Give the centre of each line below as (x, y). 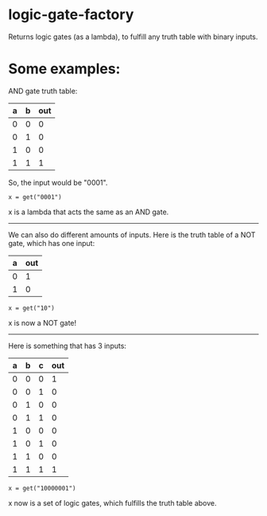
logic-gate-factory (71, 15)
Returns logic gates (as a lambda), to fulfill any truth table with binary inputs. (133, 37)
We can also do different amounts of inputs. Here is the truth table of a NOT (132, 235)
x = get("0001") (35, 197)
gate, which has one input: (52, 243)
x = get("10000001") (43, 488)
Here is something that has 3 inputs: (68, 346)
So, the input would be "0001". (58, 182)
